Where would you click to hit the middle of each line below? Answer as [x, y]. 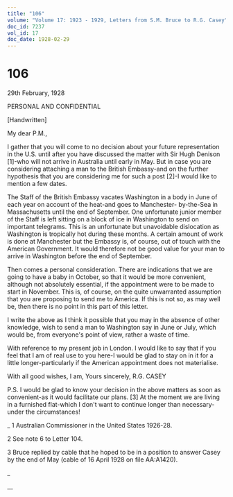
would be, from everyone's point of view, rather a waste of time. [98, 335]
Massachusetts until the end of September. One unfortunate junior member [114, 212]
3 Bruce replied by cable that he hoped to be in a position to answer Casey [114, 453]
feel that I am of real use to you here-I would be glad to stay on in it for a [110, 355]
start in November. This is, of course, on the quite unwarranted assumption [114, 292]
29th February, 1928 [36, 93]
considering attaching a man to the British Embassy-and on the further [108, 169]
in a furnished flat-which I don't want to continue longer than [94, 405]
